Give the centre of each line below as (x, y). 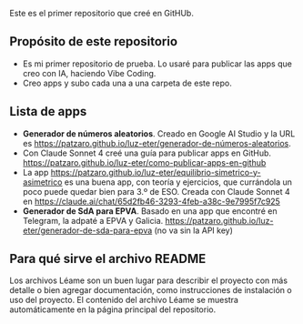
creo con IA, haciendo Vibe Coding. (89, 73)
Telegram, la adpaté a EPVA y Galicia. (93, 220)
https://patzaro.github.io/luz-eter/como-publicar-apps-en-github (144, 162)
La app (35, 172)
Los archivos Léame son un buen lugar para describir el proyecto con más (149, 280)
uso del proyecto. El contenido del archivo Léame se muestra (124, 300)
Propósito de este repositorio (94, 41)
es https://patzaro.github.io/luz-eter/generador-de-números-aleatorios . (157, 143)
